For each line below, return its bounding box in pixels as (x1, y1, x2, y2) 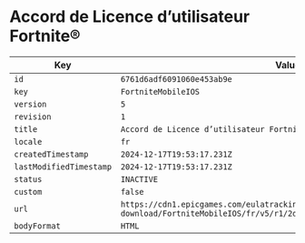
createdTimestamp (14, 148, 89, 159)
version (14, 98, 47, 109)
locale (14, 137, 43, 147)
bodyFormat (14, 220, 61, 231)
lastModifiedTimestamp (14, 161, 112, 172)
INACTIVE (120, 174, 159, 184)
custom (14, 187, 43, 197)
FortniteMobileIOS (120, 86, 201, 96)
